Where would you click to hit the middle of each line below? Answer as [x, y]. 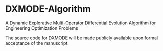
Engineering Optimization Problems [42, 28]
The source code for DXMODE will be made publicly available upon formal [82, 38]
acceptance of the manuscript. [37, 43]
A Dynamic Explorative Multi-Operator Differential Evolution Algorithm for [81, 23]
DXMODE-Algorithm [48, 9]
